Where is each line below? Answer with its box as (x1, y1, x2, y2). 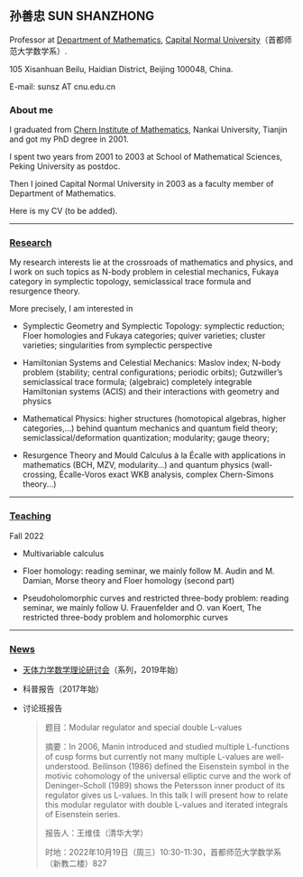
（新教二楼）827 (44, 858, 107, 869)
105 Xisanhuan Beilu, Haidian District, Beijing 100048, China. (9, 63, 234, 74)
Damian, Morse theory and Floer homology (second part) (22, 574, 235, 585)
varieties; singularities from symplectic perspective (22, 340, 213, 350)
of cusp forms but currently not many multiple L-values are (44, 751, 264, 761)
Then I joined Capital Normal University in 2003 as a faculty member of (9, 179, 274, 190)
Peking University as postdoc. (9, 161, 121, 172)
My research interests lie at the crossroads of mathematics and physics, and (9, 257, 293, 268)
